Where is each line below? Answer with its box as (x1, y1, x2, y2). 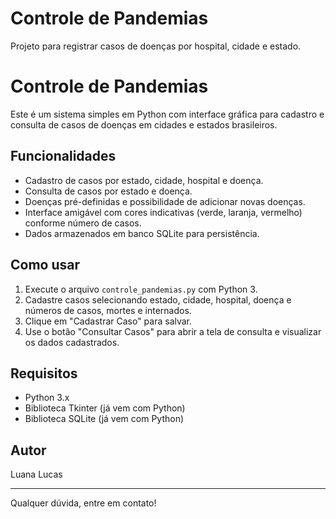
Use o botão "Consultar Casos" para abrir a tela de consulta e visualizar (24, 325, 322, 337)
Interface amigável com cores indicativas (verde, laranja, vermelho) (24, 206, 303, 218)
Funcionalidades (10, 148, 117, 165)
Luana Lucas (10, 468, 63, 481)
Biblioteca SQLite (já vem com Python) (24, 413, 185, 425)
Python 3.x (24, 392, 70, 404)
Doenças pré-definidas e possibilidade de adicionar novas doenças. (24, 195, 306, 207)
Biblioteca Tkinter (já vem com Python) (24, 402, 186, 414)
